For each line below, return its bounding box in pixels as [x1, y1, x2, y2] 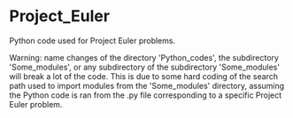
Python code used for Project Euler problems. [9, 35, 175, 46]
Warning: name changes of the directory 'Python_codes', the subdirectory [9, 52, 279, 63]
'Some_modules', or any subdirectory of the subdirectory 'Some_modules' [9, 62, 281, 72]
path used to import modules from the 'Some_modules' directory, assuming [9, 80, 285, 91]
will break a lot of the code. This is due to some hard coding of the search [9, 70, 279, 81]
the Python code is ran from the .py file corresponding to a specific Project [9, 90, 282, 100]
